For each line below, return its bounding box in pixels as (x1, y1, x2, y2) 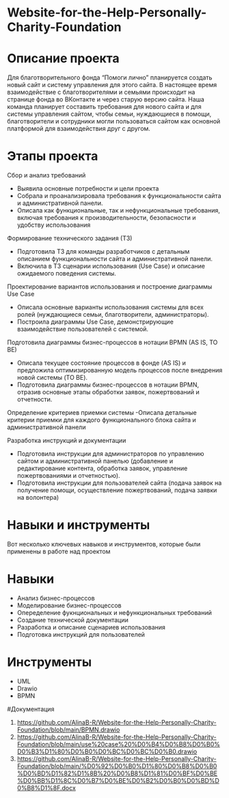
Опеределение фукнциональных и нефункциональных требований (16, 608, 212, 616)
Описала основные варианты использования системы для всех (16, 303, 204, 311)
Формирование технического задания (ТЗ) (7, 234, 133, 243)
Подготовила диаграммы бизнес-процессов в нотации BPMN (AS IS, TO (7, 338, 218, 347)
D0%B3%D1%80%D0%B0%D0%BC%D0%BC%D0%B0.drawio (16, 747, 198, 755)
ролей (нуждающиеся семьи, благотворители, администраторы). (16, 311, 209, 319)
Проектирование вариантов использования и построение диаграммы (7, 282, 213, 291)
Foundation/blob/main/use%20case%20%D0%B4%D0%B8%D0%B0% (16, 740, 221, 748)
